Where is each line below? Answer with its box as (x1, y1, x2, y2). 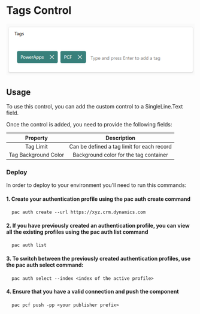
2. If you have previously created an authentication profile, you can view (6, 222, 190, 229)
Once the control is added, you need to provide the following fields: (6, 121, 172, 128)
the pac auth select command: (6, 261, 84, 268)
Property (25, 134, 48, 141)
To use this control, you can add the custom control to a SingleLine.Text (6, 103, 183, 110)
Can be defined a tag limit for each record (69, 143, 172, 150)
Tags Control (6, 4, 72, 17)
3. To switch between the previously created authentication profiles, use (6, 255, 191, 262)
